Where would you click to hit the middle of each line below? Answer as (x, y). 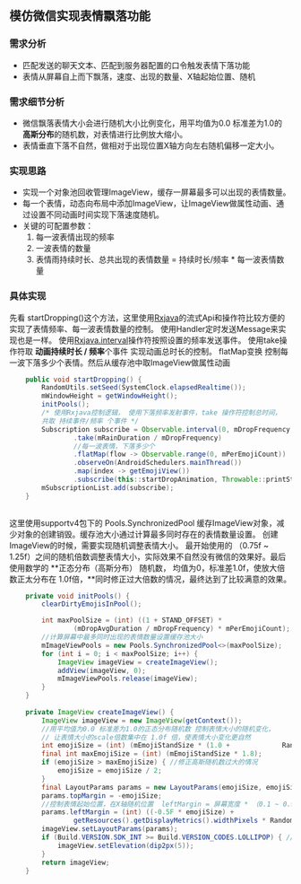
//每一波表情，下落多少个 (114, 446)
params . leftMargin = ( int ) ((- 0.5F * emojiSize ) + (138, 812)
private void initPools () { (77, 596)
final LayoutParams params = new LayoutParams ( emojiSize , (152, 787)
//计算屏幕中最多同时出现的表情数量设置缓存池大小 (122, 637)
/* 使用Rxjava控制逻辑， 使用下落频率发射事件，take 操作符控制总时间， (162, 413)
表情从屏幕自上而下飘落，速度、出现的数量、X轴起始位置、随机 (139, 76)
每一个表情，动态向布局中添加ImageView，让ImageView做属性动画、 (149, 204)
